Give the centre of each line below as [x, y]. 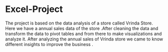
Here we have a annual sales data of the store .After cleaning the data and [82, 28]
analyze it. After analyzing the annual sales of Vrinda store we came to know [84, 39]
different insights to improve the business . [49, 44]
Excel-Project [34, 9]
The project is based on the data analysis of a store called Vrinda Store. [79, 23]
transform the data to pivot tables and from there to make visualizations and [83, 33]
